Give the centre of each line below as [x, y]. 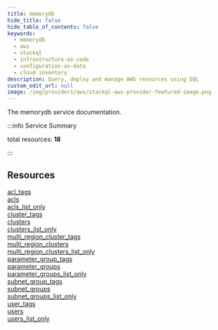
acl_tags [19, 192]
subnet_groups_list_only [42, 296]
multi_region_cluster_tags [44, 237]
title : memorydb [31, 14]
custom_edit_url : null [40, 86]
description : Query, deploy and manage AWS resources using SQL [103, 79]
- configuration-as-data [50, 66]
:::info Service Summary [42, 126]
